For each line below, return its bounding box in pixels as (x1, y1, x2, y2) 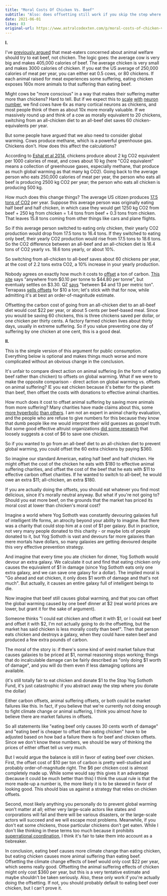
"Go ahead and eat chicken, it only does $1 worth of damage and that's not (5, 575, 159, 581)
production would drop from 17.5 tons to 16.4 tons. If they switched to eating (5, 230, 161, 236)
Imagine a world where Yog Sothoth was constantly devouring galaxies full (5, 512, 158, 518)
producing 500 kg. (5, 184, 43, 190)
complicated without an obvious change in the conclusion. (5, 358, 125, 365)
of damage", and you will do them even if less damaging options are (5, 663, 144, 669)
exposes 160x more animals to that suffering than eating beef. (5, 81, 132, 87)
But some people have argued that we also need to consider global (5, 132, 143, 138)
